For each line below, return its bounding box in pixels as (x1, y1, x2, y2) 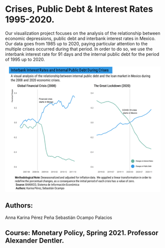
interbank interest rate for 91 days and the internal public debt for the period (5, 51, 159, 57)
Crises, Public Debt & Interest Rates (5, 3, 154, 15)
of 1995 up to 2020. (5, 56, 45, 62)
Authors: (5, 201, 33, 210)
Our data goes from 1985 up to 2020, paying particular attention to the (5, 40, 148, 46)
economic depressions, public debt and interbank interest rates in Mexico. (5, 35, 156, 41)
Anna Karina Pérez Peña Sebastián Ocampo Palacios (5, 214, 112, 220)
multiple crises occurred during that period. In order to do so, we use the (5, 46, 153, 52)
